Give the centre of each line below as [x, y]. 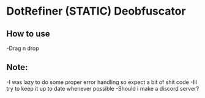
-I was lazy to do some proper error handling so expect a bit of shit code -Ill [102, 82]
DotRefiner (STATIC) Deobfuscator [96, 11]
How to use [28, 34]
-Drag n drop [23, 48]
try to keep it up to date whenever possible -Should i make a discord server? [103, 88]
